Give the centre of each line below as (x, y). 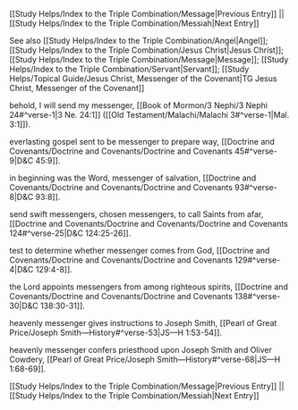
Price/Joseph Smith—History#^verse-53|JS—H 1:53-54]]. (115, 332)
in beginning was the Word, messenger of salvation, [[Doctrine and (133, 178)
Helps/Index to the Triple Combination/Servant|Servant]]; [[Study (129, 69)
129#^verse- (257, 260)
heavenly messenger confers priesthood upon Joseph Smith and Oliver (141, 350)
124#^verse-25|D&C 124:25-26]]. (70, 233)
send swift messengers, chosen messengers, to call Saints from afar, (136, 214)
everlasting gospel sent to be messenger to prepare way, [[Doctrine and (142, 142)
